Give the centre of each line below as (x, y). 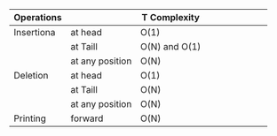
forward (87, 118)
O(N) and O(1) (171, 46)
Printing (30, 118)
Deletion (31, 76)
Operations (38, 17)
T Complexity (170, 17)
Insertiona (35, 32)
